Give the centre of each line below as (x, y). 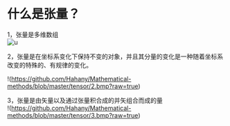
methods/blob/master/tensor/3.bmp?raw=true (73, 115)
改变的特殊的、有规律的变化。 (50, 65)
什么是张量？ (44, 14)
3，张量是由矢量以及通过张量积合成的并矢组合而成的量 (85, 100)
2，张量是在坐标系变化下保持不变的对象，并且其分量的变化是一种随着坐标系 (115, 56)
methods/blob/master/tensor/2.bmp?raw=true (73, 86)
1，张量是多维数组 (33, 34)
